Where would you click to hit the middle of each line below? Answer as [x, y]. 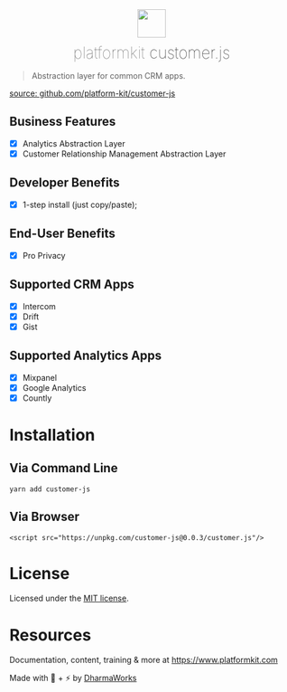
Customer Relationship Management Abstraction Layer [124, 154]
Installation [52, 435]
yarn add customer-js [50, 489]
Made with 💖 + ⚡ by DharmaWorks [73, 678]
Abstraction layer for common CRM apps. [108, 76]
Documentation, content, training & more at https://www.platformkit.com [143, 660]
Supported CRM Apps [72, 284]
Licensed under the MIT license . [69, 598]
